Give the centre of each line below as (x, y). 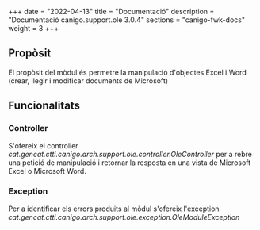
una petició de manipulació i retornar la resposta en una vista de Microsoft (130, 163)
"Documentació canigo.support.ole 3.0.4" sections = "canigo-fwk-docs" (127, 20)
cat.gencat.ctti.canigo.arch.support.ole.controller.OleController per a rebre (130, 154)
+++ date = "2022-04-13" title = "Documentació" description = (111, 11)
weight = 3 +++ (34, 28)
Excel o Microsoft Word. (48, 171)
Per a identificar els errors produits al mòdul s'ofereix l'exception (114, 209)
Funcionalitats (44, 106)
